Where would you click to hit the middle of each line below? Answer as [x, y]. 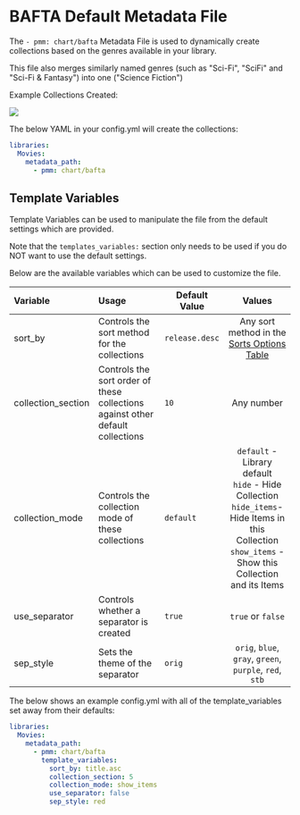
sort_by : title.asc [85, 769]
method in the [257, 332]
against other [126, 415]
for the [112, 344]
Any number [258, 403]
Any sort [257, 322]
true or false [258, 617]
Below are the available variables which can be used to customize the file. [145, 273]
